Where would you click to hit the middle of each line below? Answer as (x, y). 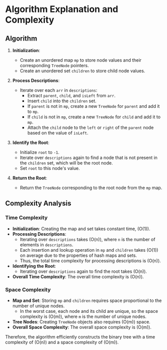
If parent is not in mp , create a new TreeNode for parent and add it (93, 106)
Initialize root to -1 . (39, 152)
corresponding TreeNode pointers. (54, 65)
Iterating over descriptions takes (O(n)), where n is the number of (87, 239)
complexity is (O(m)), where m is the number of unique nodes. (83, 316)
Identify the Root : (31, 142)
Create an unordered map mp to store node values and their (80, 60)
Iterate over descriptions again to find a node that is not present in (88, 157)
